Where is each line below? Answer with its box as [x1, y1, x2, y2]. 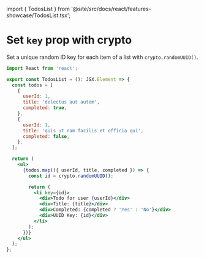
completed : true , [22, 105, 67, 111]
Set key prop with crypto [6, 33, 132, 47]
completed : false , [22, 133, 70, 140]
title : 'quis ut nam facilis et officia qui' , [22, 127, 144, 134]
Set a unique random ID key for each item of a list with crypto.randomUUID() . [6, 53, 198, 61]
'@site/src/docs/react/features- [71, 6, 151, 12]
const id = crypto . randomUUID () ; [28, 173, 114, 179]
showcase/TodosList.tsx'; [6, 12, 71, 19]
